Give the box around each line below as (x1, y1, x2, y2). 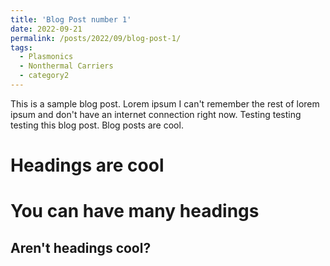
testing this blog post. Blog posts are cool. (10, 119, 184, 131)
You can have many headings (10, 200, 260, 223)
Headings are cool (10, 154, 165, 177)
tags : (10, 42, 33, 53)
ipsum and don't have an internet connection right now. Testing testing (10, 108, 302, 120)
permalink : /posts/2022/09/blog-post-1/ (10, 33, 182, 43)
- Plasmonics (19, 52, 74, 62)
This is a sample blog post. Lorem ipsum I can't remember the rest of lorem (10, 97, 320, 110)
